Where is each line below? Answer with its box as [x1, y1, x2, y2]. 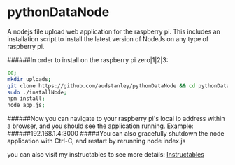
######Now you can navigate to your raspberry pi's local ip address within [7, 115, 225, 123]
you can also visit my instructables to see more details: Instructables [7, 150, 205, 159]
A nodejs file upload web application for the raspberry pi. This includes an [7, 27, 220, 36]
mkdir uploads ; [7, 76, 52, 82]
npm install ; [7, 95, 45, 102]
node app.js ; [7, 102, 45, 109]
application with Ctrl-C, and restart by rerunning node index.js [7, 137, 186, 145]
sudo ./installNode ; [7, 89, 68, 96]
